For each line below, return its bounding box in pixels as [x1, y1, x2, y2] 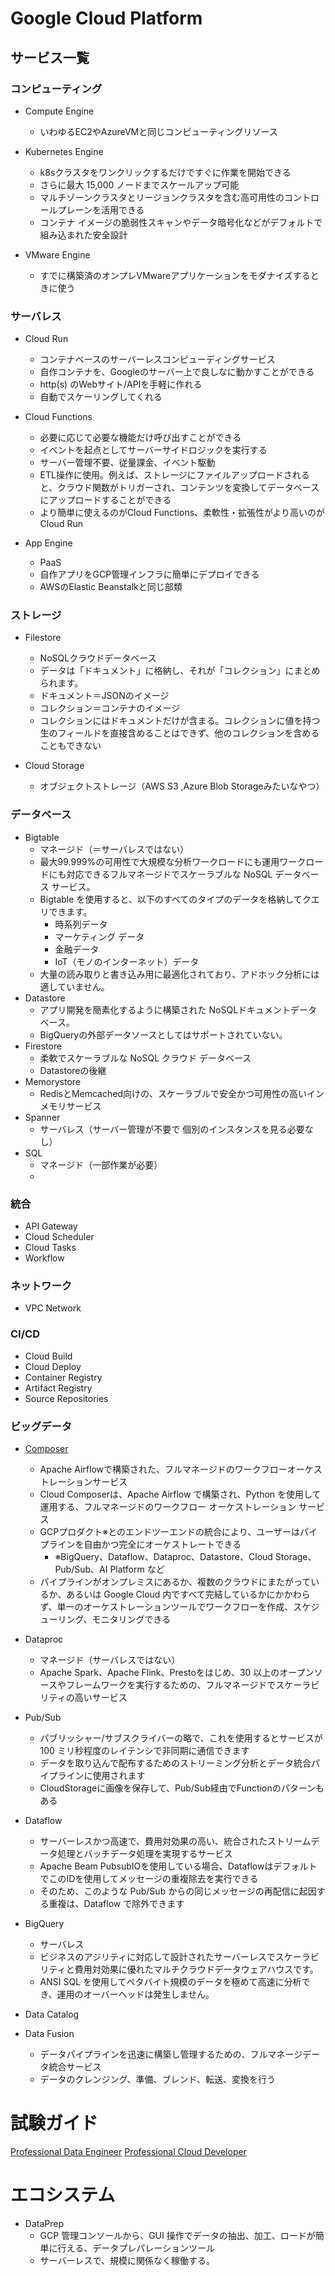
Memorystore [24, 1075, 82, 1087]
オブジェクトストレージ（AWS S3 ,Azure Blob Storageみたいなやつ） [39, 780, 325, 792]
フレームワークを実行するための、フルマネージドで [65, 1678, 277, 1691]
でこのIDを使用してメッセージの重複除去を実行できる [39, 1872, 259, 1884]
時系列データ [54, 918, 108, 930]
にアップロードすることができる [39, 494, 172, 506]
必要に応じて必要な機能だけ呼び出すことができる [39, 432, 242, 444]
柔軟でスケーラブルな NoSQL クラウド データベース [39, 1052, 252, 1064]
